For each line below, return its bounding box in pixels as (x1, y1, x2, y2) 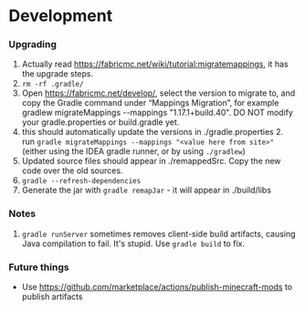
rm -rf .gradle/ (21, 79, 84, 89)
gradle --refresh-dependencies (21, 177, 142, 186)
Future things (8, 261, 69, 274)
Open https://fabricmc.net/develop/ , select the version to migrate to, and (21, 88, 296, 98)
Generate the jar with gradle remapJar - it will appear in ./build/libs (21, 184, 271, 196)
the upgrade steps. (21, 68, 93, 79)
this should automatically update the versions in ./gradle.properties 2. (21, 127, 284, 138)
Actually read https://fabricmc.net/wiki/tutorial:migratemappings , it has (21, 58, 289, 69)
